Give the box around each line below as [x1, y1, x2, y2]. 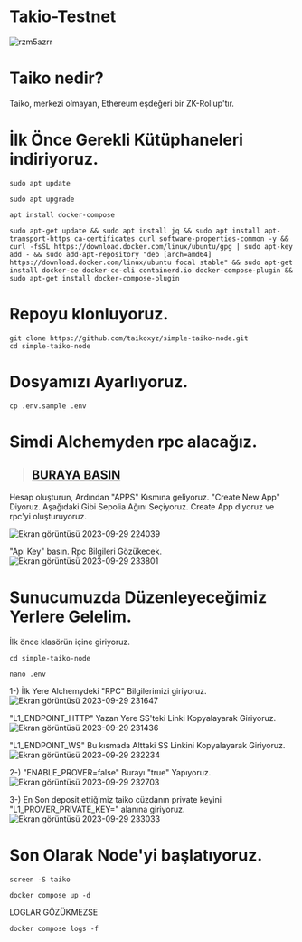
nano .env [9, 670, 47, 679]
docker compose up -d [9, 890, 91, 899]
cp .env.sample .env [9, 401, 88, 411]
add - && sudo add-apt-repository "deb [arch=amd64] [9, 250, 212, 259]
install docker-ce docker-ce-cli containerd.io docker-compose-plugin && [9, 265, 294, 275]
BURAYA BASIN [31, 468, 121, 483]
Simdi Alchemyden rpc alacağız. [9, 432, 258, 452]
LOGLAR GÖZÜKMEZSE [9, 907, 99, 918]
